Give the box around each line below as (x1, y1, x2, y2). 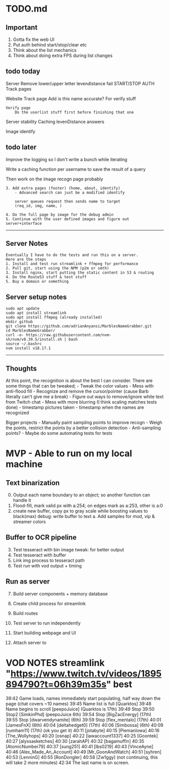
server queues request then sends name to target (15, 199, 121, 204)
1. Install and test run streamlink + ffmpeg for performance (6, 262, 138, 267)
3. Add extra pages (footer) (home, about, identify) (6, 185, 121, 190)
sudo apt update (6, 306, 40, 311)
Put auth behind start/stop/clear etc (13, 42, 87, 48)
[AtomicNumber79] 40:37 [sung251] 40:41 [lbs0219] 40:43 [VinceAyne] (6, 743, 153, 749)
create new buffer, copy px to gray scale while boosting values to (13, 508, 148, 514)
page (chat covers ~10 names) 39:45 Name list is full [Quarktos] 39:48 (6, 700, 152, 707)
